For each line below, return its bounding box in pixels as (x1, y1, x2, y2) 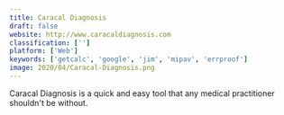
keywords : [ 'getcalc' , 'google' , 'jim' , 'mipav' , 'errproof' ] (9, 55, 248, 64)
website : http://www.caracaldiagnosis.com (9, 30, 171, 39)
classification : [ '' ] (9, 38, 91, 48)
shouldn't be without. (9, 97, 88, 108)
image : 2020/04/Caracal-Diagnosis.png (9, 64, 155, 73)
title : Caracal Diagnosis (9, 13, 106, 22)
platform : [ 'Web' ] (9, 47, 78, 56)
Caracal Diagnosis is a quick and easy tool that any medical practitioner (9, 87, 275, 99)
